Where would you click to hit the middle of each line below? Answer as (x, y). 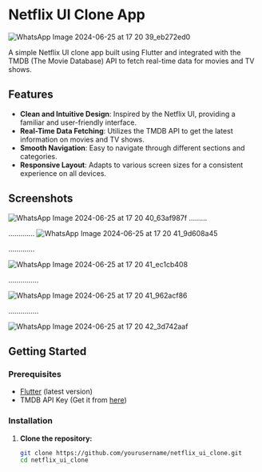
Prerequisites (35, 374)
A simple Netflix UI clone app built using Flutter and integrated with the (125, 52)
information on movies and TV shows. (82, 139)
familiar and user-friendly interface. (78, 122)
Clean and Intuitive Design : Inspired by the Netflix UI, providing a (127, 114)
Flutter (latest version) (56, 392)
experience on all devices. (63, 173)
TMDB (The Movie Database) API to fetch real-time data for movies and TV (131, 61)
